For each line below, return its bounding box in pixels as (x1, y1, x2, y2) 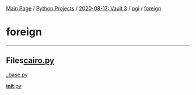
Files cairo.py (6, 55, 54, 66)
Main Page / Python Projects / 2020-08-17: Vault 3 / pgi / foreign (6, 5, 162, 12)
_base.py (6, 71, 28, 78)
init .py (6, 82, 22, 89)
